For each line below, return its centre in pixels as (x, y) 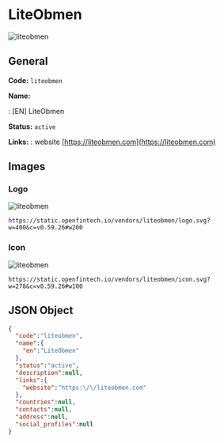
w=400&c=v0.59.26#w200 (46, 228)
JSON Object (41, 310)
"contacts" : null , (44, 410)
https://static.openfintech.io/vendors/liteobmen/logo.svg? (110, 221)
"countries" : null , (46, 402)
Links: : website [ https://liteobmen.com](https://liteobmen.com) (112, 142)
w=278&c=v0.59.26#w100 (46, 286)
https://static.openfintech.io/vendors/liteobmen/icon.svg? (110, 279)
